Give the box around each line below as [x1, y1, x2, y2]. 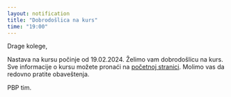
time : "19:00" [7, 23, 49, 30]
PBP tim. [7, 84, 32, 92]
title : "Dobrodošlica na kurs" [7, 17, 98, 24]
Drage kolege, [7, 42, 48, 51]
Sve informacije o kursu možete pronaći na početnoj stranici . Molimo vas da [7, 63, 225, 71]
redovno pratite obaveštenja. [7, 70, 90, 78]
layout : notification [7, 10, 70, 17]
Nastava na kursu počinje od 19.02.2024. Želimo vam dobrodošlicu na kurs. [7, 55, 224, 64]
